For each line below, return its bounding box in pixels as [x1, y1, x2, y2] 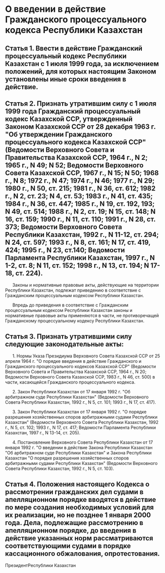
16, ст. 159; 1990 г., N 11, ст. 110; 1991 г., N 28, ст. [5, 215, 156, 223]
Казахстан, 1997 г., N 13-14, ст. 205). [5, 430, 80, 436]
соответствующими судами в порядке [5, 541, 132, 550]
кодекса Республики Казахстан [5, 25, 143, 36]
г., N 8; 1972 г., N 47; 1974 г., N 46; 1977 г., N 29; [5, 176, 155, 185]
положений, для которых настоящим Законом [5, 67, 157, 76]
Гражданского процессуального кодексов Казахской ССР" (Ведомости [5, 364, 156, 370]
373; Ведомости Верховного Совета [5, 223, 122, 231]
